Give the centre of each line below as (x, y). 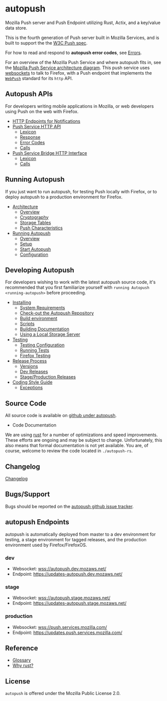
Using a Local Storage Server (50, 334)
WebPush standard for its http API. (39, 78)
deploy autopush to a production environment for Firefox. (64, 197)
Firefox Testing (35, 356)
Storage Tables (35, 222)
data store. (16, 28)
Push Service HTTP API (37, 126)
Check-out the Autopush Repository (57, 313)
